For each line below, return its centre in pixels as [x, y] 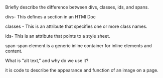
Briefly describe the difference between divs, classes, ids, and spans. [77, 7]
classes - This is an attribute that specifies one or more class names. [76, 26]
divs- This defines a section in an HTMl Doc [51, 17]
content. [14, 51]
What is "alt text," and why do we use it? [47, 61]
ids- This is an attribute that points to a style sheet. [58, 36]
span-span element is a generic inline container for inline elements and [78, 46]
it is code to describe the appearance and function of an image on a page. [82, 70]
